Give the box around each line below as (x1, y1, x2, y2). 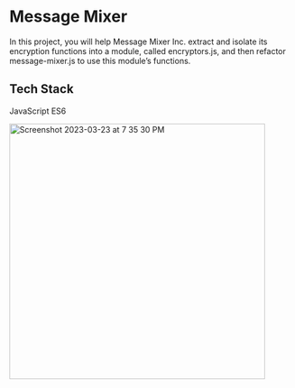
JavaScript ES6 (9, 106, 67, 116)
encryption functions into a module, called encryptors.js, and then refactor (9, 45, 286, 56)
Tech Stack (9, 81, 74, 97)
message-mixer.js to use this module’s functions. (9, 55, 191, 66)
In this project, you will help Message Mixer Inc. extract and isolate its (9, 36, 268, 47)
